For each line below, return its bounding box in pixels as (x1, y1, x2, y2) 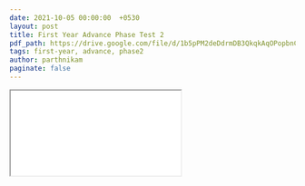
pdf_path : (9, 38, 47, 48)
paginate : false (9, 64, 71, 73)
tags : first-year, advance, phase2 (9, 47, 144, 56)
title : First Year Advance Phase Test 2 (9, 30, 165, 39)
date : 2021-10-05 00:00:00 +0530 (9, 13, 141, 23)
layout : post (9, 22, 59, 31)
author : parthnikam (9, 55, 84, 64)
